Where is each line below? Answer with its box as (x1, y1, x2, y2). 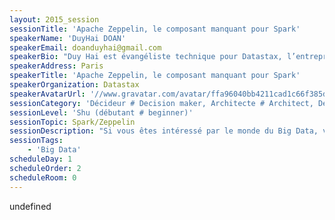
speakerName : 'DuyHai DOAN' (9, 33, 127, 43)
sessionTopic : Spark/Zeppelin (9, 117, 136, 127)
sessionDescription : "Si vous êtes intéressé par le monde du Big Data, (9, 126, 319, 136)
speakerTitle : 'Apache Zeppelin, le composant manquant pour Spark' (9, 71, 301, 81)
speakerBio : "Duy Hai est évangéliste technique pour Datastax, (9, 52, 283, 62)
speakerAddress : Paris (9, 61, 104, 71)
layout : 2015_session (9, 14, 100, 25)
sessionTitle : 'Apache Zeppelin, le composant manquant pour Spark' (9, 24, 301, 34)
